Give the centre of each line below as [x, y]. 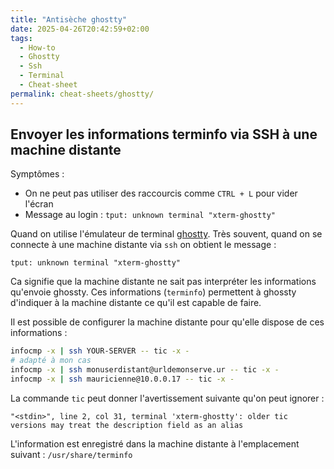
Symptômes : [37, 174]
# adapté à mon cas [51, 361]
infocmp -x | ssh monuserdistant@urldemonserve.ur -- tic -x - [145, 370]
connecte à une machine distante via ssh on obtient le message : [143, 245]
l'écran [39, 204]
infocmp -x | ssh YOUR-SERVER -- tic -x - [100, 351]
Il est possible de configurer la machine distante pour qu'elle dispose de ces [167, 322]
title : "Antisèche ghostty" [69, 19]
